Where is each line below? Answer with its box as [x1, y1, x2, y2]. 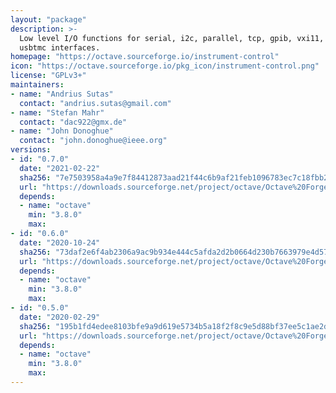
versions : [10, 145, 52, 155]
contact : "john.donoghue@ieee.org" [19, 136, 168, 146]
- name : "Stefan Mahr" [10, 107, 105, 118]
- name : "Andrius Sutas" [10, 89, 114, 99]
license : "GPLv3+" [10, 71, 87, 81]
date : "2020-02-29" [19, 312, 101, 322]
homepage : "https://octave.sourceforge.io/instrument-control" [10, 52, 280, 62]
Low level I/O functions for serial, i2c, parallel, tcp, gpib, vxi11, [19, 33, 325, 43]
